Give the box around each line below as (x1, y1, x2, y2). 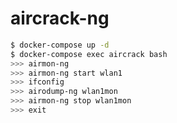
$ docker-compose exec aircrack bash (10, 49, 168, 59)
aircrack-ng (10, 7, 110, 30)
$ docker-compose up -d (10, 40, 110, 50)
